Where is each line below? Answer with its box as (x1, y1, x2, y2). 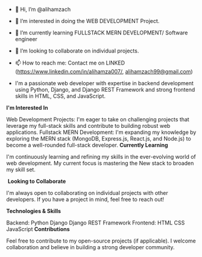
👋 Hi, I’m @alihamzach (14, 6, 71, 13)
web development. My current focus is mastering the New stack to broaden (6, 160, 194, 167)
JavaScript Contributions (6, 226, 71, 232)
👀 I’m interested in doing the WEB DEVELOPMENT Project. (14, 17, 160, 24)
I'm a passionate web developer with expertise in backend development (14, 80, 194, 87)
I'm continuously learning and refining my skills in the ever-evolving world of (6, 153, 196, 160)
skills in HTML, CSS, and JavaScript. (14, 92, 106, 100)
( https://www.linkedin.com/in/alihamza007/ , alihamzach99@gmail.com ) (14, 68, 193, 75)
